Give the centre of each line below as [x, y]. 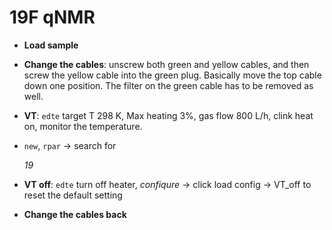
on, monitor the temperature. [83, 126]
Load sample [51, 45]
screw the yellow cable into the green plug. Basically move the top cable [172, 75]
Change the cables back [75, 214]
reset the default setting [73, 195]
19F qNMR [52, 17]
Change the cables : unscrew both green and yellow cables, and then [166, 64]
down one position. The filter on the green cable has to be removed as [168, 85]
